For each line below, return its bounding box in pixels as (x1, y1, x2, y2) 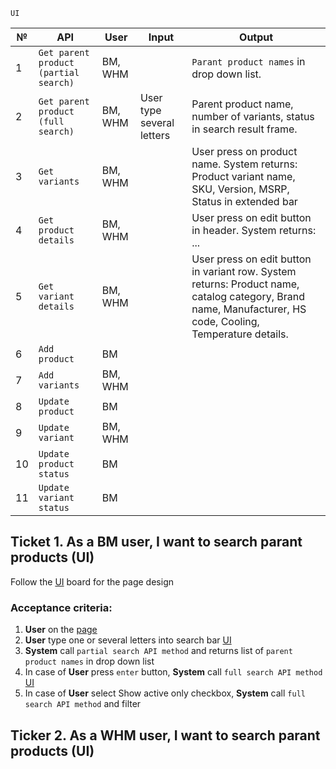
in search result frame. (191, 122, 298, 136)
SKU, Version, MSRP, (191, 182, 290, 196)
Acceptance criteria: (10, 600, 113, 614)
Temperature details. (191, 327, 289, 341)
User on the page (24, 624, 98, 636)
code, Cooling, (191, 315, 260, 328)
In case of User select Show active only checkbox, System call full (24, 687, 306, 699)
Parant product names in (191, 55, 306, 68)
